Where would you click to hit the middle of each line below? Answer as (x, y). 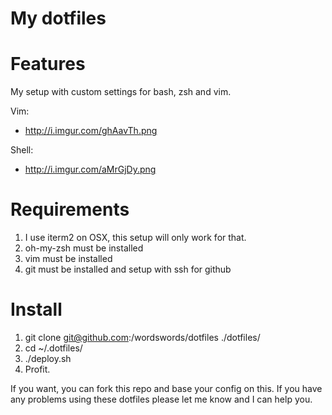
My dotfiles (58, 18)
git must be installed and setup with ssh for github (128, 269)
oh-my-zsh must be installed (84, 248)
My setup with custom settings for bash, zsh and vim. (121, 92)
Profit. (37, 369)
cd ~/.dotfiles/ (53, 348)
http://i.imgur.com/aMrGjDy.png (90, 169)
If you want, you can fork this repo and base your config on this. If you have (166, 388)
